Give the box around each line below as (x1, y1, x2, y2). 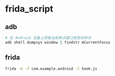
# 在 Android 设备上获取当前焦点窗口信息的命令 (5, 35, 92, 40)
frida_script (5, 3, 53, 15)
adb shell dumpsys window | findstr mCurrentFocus (5, 40, 111, 45)
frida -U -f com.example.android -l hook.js (5, 66, 97, 71)
